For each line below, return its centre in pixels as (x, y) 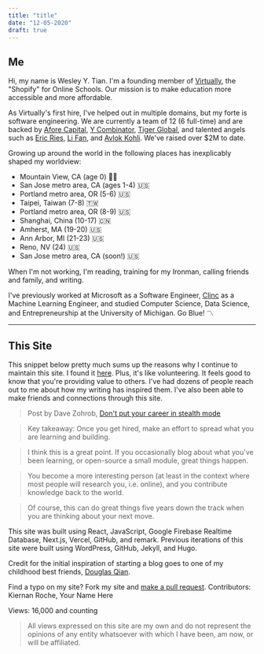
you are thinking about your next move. (91, 516)
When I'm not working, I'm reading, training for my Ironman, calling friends (128, 272)
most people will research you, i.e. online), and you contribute (127, 484)
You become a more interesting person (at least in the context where (138, 476)
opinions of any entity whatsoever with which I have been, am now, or (140, 634)
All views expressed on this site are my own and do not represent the (139, 626)
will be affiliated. (54, 643)
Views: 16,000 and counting (53, 610)
